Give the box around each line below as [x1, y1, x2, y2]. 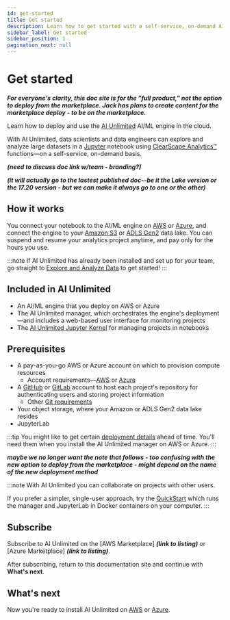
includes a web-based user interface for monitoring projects [35, 316, 205, 324]
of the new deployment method [7, 468, 99, 476]
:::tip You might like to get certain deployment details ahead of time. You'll [7, 432, 215, 441]
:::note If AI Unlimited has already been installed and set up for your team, [7, 256, 215, 264]
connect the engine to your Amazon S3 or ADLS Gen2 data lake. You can [7, 229, 213, 237]
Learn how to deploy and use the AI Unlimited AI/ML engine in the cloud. [7, 121, 212, 130]
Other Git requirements [27, 398, 92, 406]
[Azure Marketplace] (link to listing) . [7, 547, 111, 555]
